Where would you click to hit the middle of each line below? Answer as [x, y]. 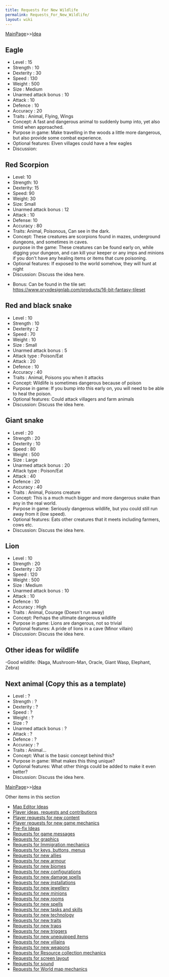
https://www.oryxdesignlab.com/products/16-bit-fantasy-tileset [79, 290]
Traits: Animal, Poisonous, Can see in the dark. [61, 231]
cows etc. [23, 524]
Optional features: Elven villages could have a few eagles [72, 144]
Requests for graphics [36, 839]
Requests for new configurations [47, 872]
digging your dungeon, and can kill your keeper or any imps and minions [88, 253]
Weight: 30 [24, 199]
